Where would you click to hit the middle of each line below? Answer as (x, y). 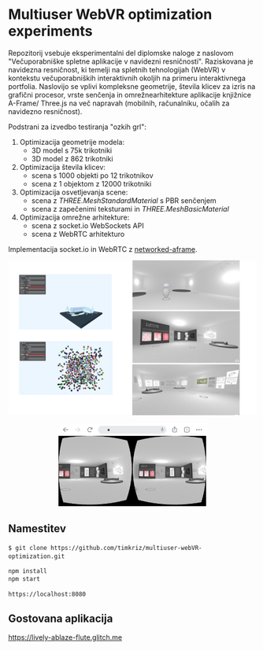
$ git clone (28, 548)
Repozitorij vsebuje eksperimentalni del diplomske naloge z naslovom (121, 53)
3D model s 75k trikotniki (72, 150)
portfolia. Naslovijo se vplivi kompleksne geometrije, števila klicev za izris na (132, 86)
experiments (50, 31)
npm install (28, 571)
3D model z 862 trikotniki (72, 158)
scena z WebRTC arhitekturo (78, 234)
